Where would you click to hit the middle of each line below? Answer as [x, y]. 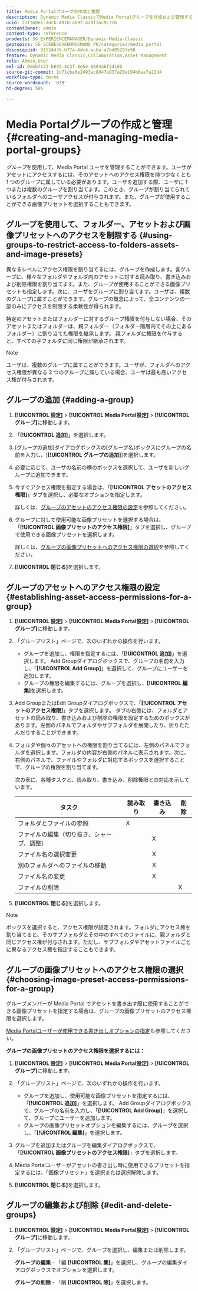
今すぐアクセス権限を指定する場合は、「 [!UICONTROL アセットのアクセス [103, 487]
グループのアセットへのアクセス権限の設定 [83, 587]
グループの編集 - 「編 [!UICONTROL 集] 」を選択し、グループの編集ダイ [101, 1262]
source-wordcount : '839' [37, 83]
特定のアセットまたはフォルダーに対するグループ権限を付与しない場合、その [99, 319]
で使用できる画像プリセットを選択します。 [66, 535]
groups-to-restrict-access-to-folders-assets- [93, 245]
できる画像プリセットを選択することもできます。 [75, 204]
